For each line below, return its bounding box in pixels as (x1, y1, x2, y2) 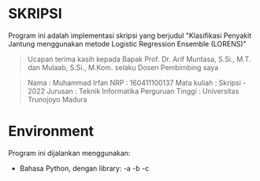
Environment (8, 123, 95, 140)
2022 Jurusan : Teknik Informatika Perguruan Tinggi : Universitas (27, 86, 240, 95)
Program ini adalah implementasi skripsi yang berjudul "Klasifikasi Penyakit (8, 31, 252, 40)
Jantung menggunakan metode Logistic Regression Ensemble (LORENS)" (8, 39, 247, 48)
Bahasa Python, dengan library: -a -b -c (19, 163, 150, 173)
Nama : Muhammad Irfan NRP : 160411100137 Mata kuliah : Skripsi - (27, 78, 247, 87)
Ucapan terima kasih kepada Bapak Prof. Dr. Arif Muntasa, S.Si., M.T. (27, 54, 251, 64)
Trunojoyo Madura (27, 94, 88, 104)
